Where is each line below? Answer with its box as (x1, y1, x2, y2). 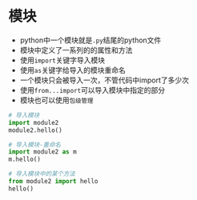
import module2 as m (8, 148, 78, 156)
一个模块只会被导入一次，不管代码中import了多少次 (19, 75, 190, 85)
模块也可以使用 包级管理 (19, 95, 94, 105)
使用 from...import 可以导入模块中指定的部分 (19, 85, 166, 94)
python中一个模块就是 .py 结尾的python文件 (19, 35, 162, 45)
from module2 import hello (8, 178, 98, 186)
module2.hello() (8, 126, 62, 134)
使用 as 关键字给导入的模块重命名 (19, 65, 127, 74)
